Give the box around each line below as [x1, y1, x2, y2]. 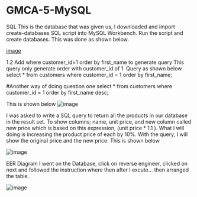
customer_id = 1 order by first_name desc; [6, 89, 109, 96]
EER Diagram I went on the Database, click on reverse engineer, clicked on [6, 160, 188, 167]
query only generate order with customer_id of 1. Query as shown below [6, 64, 182, 72]
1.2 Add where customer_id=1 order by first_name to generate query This [6, 59, 185, 66]
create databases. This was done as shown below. [6, 35, 129, 43]
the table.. [6, 172, 31, 179]
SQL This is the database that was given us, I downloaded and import [6, 23, 176, 30]
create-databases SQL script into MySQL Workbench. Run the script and [6, 29, 183, 36]
